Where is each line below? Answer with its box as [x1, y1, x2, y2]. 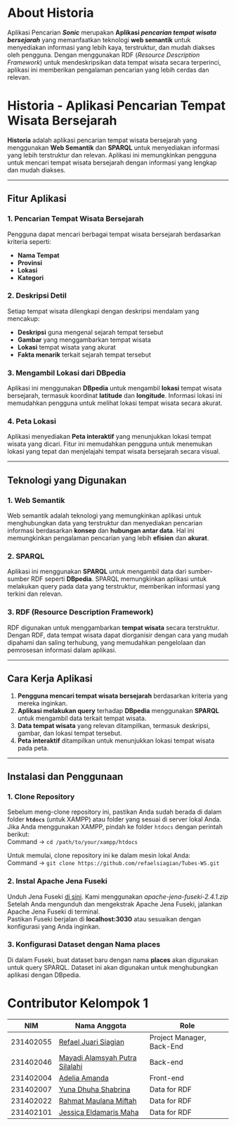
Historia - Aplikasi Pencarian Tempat [7, 98, 226, 114]
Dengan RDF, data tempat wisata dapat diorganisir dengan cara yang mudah [7, 631, 228, 639]
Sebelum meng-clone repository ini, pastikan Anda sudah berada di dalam [7, 807, 223, 817]
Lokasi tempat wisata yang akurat [17, 343, 116, 351]
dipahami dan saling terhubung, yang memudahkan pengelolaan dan [7, 638, 206, 646]
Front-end [150, 1073, 184, 1082]
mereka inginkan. [17, 698, 68, 708]
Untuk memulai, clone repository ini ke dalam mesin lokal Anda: [7, 851, 191, 859]
